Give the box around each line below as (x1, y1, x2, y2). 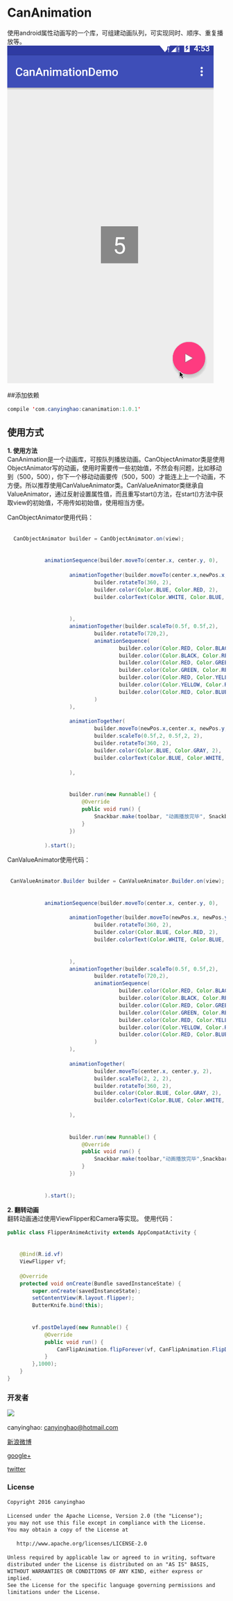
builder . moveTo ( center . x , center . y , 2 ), (94, 1068, 213, 1075)
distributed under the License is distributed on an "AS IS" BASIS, (7, 1561, 209, 1568)
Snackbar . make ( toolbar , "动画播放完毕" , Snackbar (94, 1156, 228, 1163)
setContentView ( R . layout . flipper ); (32, 1295, 135, 1301)
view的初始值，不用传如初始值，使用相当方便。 (12, 498, 148, 507)
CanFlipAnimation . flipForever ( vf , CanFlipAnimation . (56, 1346, 213, 1353)
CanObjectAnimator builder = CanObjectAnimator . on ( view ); (13, 535, 185, 542)
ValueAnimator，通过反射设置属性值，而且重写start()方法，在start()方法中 (7, 490, 218, 498)
